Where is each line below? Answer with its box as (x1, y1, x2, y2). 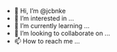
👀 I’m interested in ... (13, 14, 74, 22)
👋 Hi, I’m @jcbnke (13, 7, 66, 15)
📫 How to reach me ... (13, 37, 80, 45)
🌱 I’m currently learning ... (13, 22, 90, 30)
